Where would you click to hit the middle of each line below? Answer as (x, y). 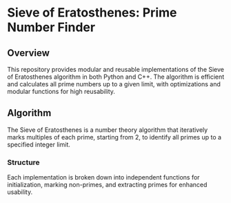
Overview (29, 53)
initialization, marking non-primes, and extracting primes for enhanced (107, 185)
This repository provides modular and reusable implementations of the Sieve (116, 69)
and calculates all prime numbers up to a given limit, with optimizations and (114, 84)
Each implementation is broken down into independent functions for (103, 177)
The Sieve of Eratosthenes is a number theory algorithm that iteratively (108, 130)
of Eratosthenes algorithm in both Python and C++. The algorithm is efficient (116, 77)
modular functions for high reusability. (61, 91)
